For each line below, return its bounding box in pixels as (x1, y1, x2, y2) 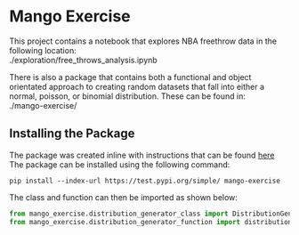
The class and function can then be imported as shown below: (9, 191, 238, 202)
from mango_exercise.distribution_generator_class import (9, 209, 229, 218)
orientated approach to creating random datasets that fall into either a (9, 81, 265, 92)
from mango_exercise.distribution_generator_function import (9, 217, 241, 226)
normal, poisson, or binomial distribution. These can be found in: (9, 91, 246, 101)
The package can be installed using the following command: (9, 158, 230, 170)
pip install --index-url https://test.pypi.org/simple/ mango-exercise (9, 176, 280, 185)
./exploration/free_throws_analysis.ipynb (9, 54, 158, 65)
